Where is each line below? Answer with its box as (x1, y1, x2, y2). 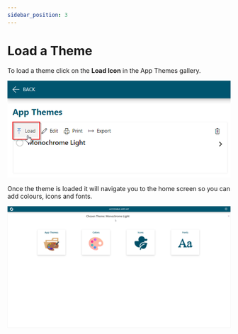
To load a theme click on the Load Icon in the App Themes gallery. (7, 66, 201, 74)
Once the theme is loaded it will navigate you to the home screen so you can (7, 184, 230, 192)
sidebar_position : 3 (7, 11, 69, 18)
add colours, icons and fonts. (7, 192, 93, 200)
